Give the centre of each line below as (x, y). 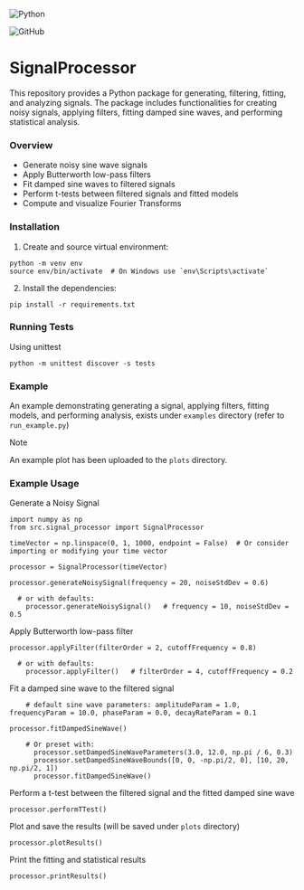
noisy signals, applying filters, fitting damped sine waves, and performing (146, 112)
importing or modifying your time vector (89, 552)
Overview (31, 145)
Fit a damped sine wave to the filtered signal (92, 688)
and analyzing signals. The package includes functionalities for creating (143, 102)
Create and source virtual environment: (95, 246)
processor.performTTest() (58, 810)
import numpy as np (46, 520)
